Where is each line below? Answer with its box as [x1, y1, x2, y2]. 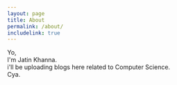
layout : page [7, 10, 45, 17]
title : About [7, 17, 45, 23]
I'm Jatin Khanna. [7, 56, 58, 64]
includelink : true [7, 29, 60, 37]
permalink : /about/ [7, 23, 64, 30]
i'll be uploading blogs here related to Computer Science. [7, 63, 171, 71]
